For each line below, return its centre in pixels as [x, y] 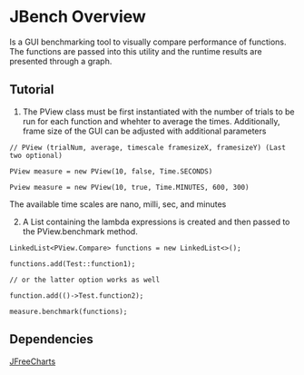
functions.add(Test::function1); [73, 264]
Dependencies [51, 339]
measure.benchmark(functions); [69, 311]
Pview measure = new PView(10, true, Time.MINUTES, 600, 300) [129, 187]
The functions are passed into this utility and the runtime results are [136, 51]
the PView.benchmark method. [80, 231]
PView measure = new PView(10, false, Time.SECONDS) [111, 171]
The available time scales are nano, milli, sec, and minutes [118, 204]
